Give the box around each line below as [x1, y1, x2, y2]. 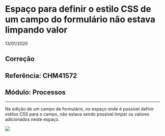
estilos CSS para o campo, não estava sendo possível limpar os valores [5, 111, 150, 117]
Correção [5, 55, 35, 63]
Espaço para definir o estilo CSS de [5, 3, 151, 15]
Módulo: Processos [5, 88, 66, 97]
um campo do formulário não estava [5, 14, 156, 25]
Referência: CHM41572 [5, 71, 78, 80]
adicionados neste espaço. [5, 116, 60, 122]
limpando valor [5, 25, 68, 35]
